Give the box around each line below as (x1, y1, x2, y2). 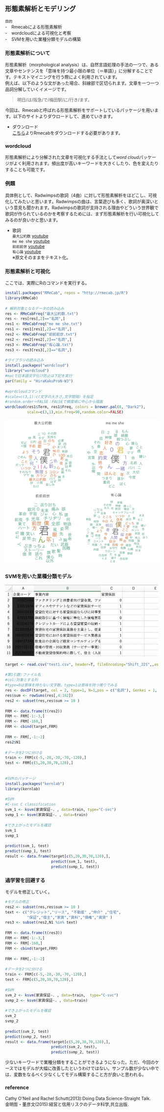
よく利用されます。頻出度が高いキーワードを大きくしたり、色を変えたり (13, 160, 159, 166)
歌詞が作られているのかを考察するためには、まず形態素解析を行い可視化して (5, 210, 160, 216)
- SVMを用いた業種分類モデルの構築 (5, 36, 81, 42)
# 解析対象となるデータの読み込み (5, 306, 65, 311)
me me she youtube (12, 238, 50, 244)
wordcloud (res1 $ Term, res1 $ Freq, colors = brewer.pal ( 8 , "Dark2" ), (5, 405, 146, 410)
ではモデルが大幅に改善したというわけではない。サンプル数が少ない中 (13, 1065, 155, 1071)
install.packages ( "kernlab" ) (5, 781, 65, 786)
